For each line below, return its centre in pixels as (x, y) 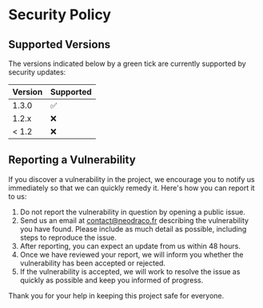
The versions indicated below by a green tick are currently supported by (127, 63)
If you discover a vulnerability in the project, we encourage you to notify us (131, 179)
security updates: (37, 72)
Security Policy (60, 15)
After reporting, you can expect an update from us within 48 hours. (130, 245)
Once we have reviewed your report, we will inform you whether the (131, 254)
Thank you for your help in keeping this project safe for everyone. (116, 295)
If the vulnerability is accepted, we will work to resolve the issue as (130, 271)
